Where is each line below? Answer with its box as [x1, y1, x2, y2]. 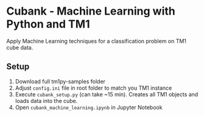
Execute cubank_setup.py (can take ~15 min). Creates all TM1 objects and [15, 90, 199, 98]
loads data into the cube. [15, 97, 78, 104]
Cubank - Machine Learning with [6, 4, 175, 18]
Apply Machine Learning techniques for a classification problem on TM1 [6, 37, 187, 44]
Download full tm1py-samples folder [15, 77, 105, 85]
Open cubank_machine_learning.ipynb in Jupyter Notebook [15, 104, 163, 111]
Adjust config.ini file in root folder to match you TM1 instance [15, 84, 172, 91]
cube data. [6, 44, 33, 51]
